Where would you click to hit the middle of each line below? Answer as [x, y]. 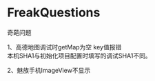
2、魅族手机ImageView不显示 [49, 70]
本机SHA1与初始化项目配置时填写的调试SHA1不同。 [79, 56]
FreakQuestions [54, 13]
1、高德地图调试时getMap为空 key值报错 [64, 47]
